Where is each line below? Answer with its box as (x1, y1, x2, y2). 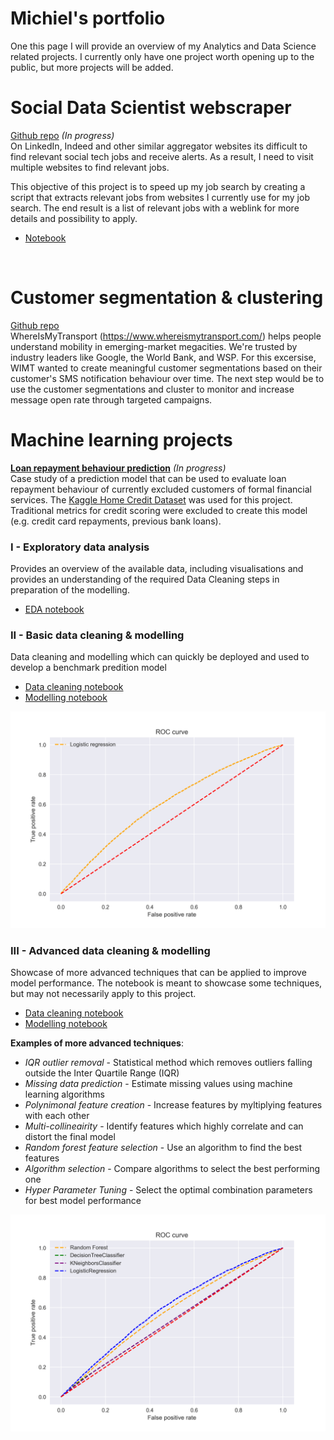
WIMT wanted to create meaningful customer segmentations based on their (10, 362, 323, 374)
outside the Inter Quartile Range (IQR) (24, 1067, 180, 1079)
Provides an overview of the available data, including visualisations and (10, 563, 304, 575)
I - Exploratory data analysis (10, 540, 150, 554)
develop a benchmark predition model (10, 662, 167, 674)
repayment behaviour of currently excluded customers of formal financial (10, 483, 312, 495)
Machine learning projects (10, 429, 233, 451)
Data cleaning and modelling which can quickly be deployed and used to (10, 651, 310, 663)
